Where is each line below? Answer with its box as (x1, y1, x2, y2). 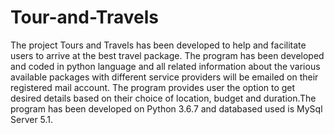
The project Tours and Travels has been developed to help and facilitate (10, 39, 307, 51)
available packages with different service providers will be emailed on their (10, 71, 319, 83)
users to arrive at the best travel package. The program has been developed (10, 49, 325, 61)
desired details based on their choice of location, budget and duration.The (10, 92, 317, 104)
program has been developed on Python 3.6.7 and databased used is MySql (10, 102, 323, 115)
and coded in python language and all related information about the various (10, 60, 321, 72)
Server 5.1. (10, 113, 54, 125)
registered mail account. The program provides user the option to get (10, 81, 296, 93)
